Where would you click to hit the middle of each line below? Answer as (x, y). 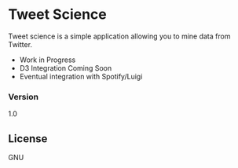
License (28, 139)
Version (24, 97)
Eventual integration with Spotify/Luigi (81, 76)
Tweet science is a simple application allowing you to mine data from (119, 36)
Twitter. (20, 44)
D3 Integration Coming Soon (66, 68)
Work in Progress (48, 60)
